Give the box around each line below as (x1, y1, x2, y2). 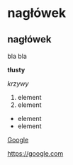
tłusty (7, 66, 26, 74)
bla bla (7, 52, 27, 60)
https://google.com (7, 149, 64, 157)
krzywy (7, 79, 29, 88)
